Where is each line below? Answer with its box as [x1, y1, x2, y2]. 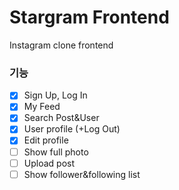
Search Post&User [23, 112, 100, 124]
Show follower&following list [23, 168, 141, 180]
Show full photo [23, 146, 89, 158]
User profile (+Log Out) [23, 123, 121, 135]
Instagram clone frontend [9, 39, 114, 51]
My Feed [23, 101, 61, 113]
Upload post [23, 157, 76, 169]
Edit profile [23, 134, 69, 146]
